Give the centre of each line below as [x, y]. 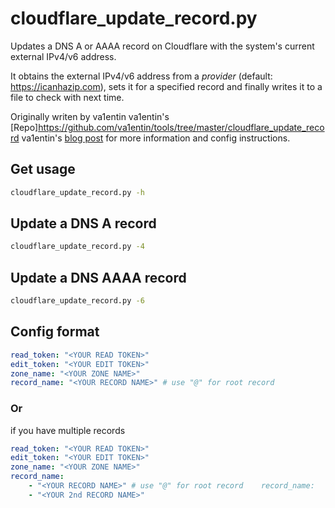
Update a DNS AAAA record [98, 277]
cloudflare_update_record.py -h [77, 192]
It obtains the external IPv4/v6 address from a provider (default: [141, 76]
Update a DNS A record [83, 223]
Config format [55, 332]
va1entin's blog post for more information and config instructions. [156, 138]
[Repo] [24, 127]
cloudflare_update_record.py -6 [77, 301]
